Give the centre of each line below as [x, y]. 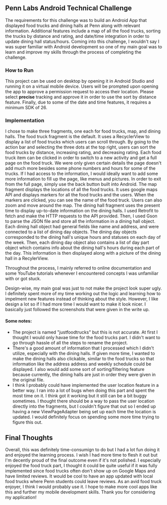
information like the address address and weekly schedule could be [82, 364]
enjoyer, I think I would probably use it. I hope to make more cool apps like [81, 487]
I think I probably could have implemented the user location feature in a [85, 385]
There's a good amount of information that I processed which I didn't [83, 348]
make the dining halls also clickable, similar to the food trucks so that [83, 358]
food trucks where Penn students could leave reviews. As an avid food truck [83, 482]
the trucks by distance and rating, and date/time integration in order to [77, 36]
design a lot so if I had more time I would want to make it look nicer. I [76, 304]
